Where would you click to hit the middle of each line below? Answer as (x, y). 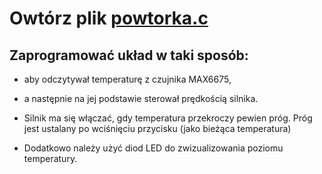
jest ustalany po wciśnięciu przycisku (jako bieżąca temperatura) (157, 128)
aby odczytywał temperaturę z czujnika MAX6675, (127, 79)
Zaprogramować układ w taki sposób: (129, 55)
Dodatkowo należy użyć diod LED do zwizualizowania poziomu (153, 148)
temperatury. (50, 158)
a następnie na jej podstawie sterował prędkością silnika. (141, 98)
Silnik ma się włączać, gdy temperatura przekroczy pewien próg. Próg (168, 118)
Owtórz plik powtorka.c (109, 18)
